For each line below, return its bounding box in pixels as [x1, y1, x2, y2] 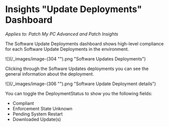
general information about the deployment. [5, 71, 94, 77]
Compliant [12, 100, 34, 106]
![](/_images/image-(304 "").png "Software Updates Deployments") [5, 55, 146, 61]
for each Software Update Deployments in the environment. [5, 46, 129, 52]
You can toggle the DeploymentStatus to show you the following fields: [5, 90, 152, 96]
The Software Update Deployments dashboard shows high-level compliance [5, 40, 164, 46]
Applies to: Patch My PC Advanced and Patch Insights [5, 31, 119, 37]
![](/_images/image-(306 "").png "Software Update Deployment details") [5, 81, 156, 87]
